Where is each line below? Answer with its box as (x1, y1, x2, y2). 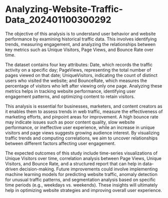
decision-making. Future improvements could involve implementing (19, 166, 158, 172)
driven (5, 166, 18, 172)
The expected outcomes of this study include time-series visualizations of (5, 150, 158, 156)
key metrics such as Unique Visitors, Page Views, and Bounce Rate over (5, 46, 154, 52)
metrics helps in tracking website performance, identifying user (5, 88, 136, 94)
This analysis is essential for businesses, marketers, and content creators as (5, 103, 162, 109)
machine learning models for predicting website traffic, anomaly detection (5, 171, 157, 177)
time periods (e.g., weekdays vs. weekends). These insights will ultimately (5, 181, 158, 188)
